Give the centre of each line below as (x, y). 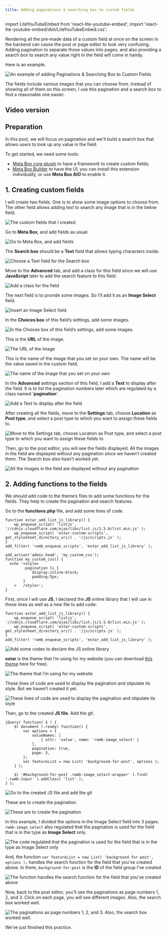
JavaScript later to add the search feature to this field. (61, 276)
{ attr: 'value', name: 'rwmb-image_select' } (90, 740)
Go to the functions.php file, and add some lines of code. (64, 511)
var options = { (40, 731)
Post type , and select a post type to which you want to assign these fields (81, 418)
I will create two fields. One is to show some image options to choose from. (82, 202)
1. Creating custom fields (45, 190)
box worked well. (23, 903)
